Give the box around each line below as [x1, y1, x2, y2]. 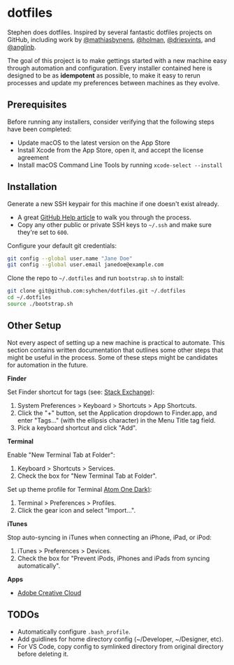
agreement [17, 153, 49, 161]
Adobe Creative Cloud [17, 588, 82, 597]
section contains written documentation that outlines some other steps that [7, 346, 224, 354]
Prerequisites [7, 99, 67, 111]
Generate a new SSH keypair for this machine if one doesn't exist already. [7, 199, 219, 207]
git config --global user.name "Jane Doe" [7, 255, 133, 262]
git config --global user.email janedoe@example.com [7, 261, 164, 268]
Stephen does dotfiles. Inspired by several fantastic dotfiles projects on [7, 28, 212, 36]
